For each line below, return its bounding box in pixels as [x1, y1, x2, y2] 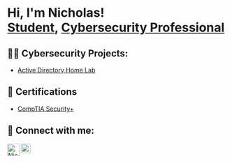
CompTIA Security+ [17, 104, 75, 113]
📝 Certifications [7, 86, 78, 98]
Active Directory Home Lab [17, 66, 96, 74]
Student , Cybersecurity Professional [7, 20, 225, 36]
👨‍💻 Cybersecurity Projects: [7, 47, 129, 59]
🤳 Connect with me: [7, 125, 94, 137]
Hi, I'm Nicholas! [7, 5, 105, 21]
